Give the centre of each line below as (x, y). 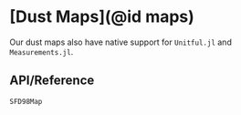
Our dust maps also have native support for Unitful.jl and (121, 42)
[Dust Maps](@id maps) (102, 17)
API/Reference (52, 81)
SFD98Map (26, 101)
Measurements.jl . (42, 51)
